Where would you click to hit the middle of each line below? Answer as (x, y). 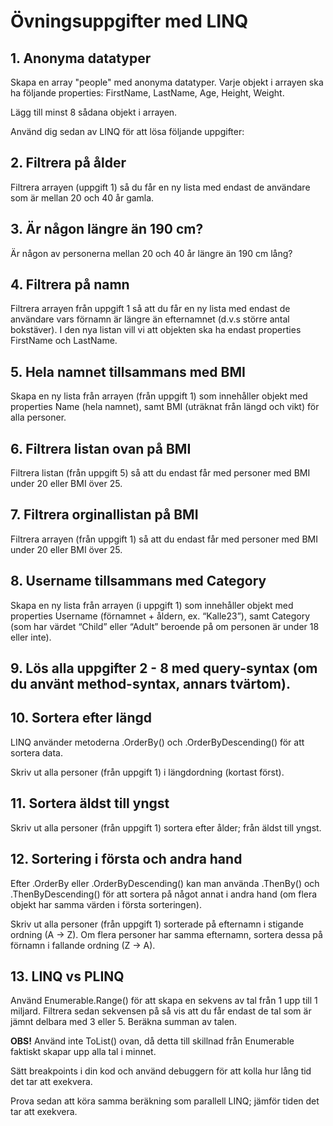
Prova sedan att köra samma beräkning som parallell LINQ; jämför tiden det (165, 1101)
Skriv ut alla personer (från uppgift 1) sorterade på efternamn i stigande (157, 924)
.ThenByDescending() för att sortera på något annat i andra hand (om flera (164, 894)
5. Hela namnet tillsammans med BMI (128, 371)
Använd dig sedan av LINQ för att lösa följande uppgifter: (127, 131)
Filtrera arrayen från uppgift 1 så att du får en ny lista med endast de (150, 309)
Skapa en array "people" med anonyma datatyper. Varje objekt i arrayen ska (167, 82)
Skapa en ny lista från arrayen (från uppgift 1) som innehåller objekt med (159, 396)
